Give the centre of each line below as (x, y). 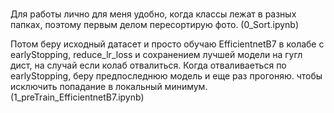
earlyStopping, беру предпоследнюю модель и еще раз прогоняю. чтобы (166, 76)
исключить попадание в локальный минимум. (109, 87)
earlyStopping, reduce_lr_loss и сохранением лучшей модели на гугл (156, 55)
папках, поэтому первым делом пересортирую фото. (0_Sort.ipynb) (155, 25)
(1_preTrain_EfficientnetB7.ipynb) (77, 97)
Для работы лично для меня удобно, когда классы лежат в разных (153, 14)
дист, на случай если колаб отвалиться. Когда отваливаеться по (148, 65)
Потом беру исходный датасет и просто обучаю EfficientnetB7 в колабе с (167, 44)
